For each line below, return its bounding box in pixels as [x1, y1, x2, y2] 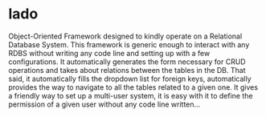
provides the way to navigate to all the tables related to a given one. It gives [8, 82, 259, 92]
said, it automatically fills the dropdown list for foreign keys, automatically [8, 74, 252, 83]
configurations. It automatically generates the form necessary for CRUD [8, 57, 247, 67]
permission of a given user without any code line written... [8, 99, 201, 109]
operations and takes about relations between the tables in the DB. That [8, 65, 247, 75]
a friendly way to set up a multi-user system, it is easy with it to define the [8, 91, 253, 100]
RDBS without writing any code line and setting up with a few [8, 48, 211, 58]
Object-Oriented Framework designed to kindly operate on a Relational [8, 31, 243, 41]
